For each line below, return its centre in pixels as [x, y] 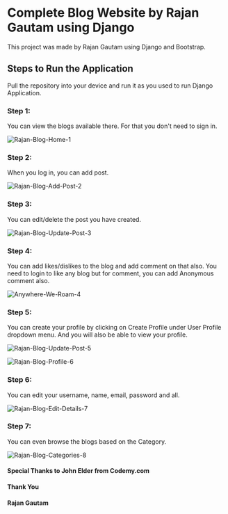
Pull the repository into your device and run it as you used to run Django [110, 86]
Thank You [23, 487]
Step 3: [20, 204]
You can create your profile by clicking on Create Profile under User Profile [114, 328]
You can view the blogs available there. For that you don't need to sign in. [112, 126]
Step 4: [20, 250]
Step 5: [20, 312]
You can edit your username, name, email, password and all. [93, 395]
